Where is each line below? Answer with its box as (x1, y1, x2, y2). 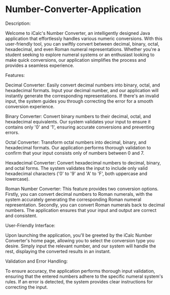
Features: (5, 72, 25, 78)
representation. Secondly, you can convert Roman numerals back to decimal (5, 201, 165, 208)
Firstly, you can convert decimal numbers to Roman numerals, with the (5, 191, 153, 197)
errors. (5, 129, 19, 135)
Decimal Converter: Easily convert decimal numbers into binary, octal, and (5, 82, 160, 88)
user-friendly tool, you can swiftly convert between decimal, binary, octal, (5, 40, 160, 47)
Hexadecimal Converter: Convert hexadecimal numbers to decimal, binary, (5, 159, 161, 165)
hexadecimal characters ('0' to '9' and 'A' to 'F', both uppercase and (5, 171, 147, 177)
